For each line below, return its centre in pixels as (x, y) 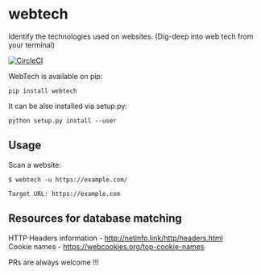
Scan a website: (35, 165)
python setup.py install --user (62, 121)
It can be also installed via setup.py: (68, 106)
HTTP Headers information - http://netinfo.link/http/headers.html (116, 238)
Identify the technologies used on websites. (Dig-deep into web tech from (131, 36)
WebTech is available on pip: (56, 76)
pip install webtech (43, 91)
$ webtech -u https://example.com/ (68, 179)
